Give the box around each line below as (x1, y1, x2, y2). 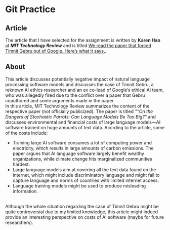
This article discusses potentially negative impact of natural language (5, 76, 150, 82)
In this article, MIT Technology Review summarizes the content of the (5, 103, 150, 109)
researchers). (5, 219, 34, 225)
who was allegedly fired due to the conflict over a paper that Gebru (5, 92, 145, 98)
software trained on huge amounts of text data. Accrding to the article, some (5, 124, 165, 130)
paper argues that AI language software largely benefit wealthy (12, 150, 144, 157)
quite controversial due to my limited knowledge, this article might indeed (5, 209, 158, 215)
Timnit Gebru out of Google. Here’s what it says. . (5, 48, 107, 54)
